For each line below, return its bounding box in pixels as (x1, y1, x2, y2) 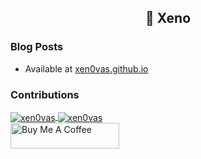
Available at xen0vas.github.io (24, 62, 149, 75)
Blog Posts (10, 40, 64, 54)
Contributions (10, 87, 80, 101)
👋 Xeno (144, 10, 192, 27)
